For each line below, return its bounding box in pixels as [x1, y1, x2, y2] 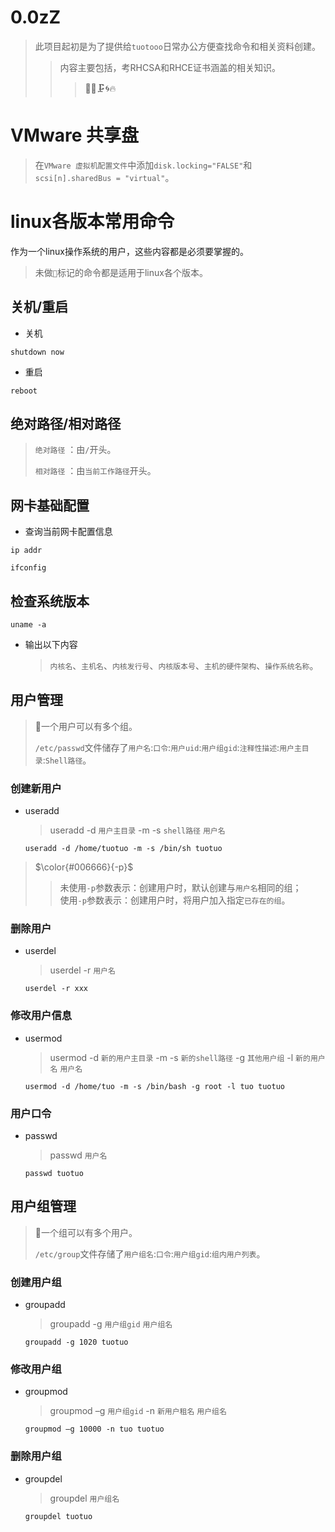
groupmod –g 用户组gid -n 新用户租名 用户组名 [49, 1405, 227, 1417]
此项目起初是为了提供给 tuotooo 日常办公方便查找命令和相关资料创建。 [34, 40, 321, 52]
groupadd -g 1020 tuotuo [24, 1337, 129, 1348]
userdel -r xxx [24, 984, 89, 994]
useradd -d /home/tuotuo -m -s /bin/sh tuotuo [24, 844, 223, 854]
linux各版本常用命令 [10, 211, 175, 233]
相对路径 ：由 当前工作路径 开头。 [34, 465, 157, 477]
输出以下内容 [24, 639, 78, 651]
